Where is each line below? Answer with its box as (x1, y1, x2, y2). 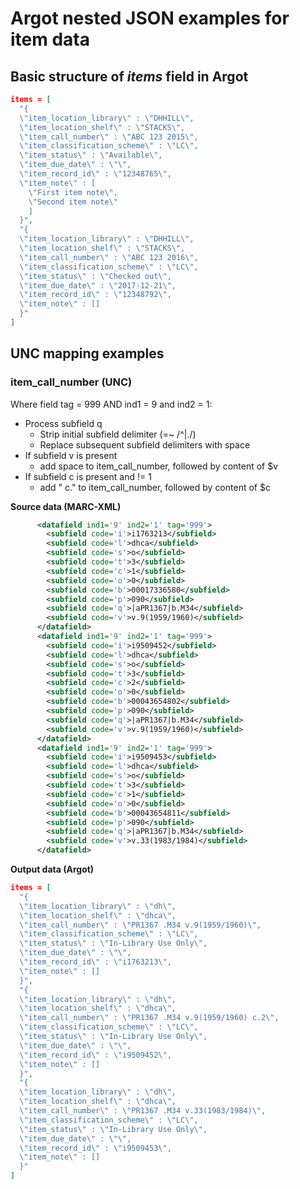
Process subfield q (24, 417, 103, 429)
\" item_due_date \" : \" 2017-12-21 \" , (19, 280, 177, 291)
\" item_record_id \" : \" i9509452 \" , (19, 1050, 172, 1060)
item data (10, 28, 90, 51)
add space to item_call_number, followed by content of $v (39, 460, 279, 472)
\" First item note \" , (28, 187, 118, 197)
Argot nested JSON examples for (10, 7, 290, 30)
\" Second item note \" (28, 197, 118, 207)
